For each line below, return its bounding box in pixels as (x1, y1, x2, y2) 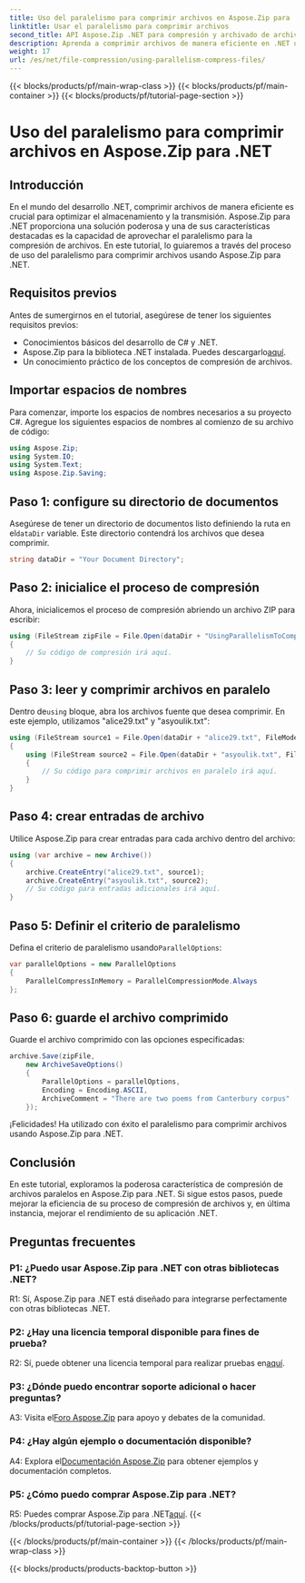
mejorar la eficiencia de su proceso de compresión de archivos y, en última (9, 1198, 290, 1209)
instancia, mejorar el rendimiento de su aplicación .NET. (9, 1208, 218, 1219)
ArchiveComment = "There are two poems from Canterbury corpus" (42, 1093, 290, 1103)
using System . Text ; (9, 460, 84, 470)
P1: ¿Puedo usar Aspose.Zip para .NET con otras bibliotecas (9, 1261, 280, 1274)
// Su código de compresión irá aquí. (25, 648, 172, 658)
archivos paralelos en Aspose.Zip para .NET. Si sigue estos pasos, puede (9, 1189, 283, 1200)
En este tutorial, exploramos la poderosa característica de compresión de (9, 1179, 283, 1190)
